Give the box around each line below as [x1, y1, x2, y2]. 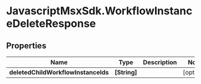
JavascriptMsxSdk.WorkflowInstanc [6, 4, 193, 18]
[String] [114, 69, 138, 76]
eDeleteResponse [6, 17, 96, 30]
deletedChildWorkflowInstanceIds [9, 69, 109, 76]
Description [142, 58, 178, 66]
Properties [6, 41, 47, 51]
